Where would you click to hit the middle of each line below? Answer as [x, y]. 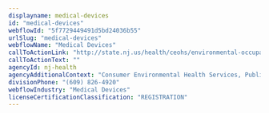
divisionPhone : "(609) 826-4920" [64, 82]
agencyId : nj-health [43, 68]
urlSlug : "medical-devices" [55, 38]
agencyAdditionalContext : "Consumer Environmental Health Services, [125, 75]
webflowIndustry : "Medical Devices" [69, 90]
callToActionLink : [39, 53]
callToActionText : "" [44, 60]
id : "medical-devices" [46, 23]
